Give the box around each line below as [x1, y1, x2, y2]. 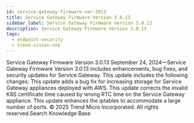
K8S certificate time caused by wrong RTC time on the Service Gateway [6, 91, 185, 98]
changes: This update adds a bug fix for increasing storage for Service [6, 77, 182, 85]
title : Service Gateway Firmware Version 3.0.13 [6, 14, 131, 20]
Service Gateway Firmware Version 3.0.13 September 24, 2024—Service [6, 58, 186, 66]
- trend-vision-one [11, 43, 61, 49]
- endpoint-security [11, 37, 63, 43]
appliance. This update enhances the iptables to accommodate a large [6, 97, 181, 104]
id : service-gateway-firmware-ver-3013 [6, 8, 107, 15]
